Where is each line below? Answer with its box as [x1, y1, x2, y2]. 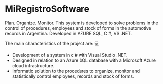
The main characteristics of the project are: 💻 [5, 40, 99, 46]
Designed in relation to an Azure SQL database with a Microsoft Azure [12, 57, 156, 63]
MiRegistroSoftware [5, 3, 90, 15]
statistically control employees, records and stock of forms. [12, 73, 134, 79]
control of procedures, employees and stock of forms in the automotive [5, 25, 152, 31]
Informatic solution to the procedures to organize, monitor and [12, 68, 140, 74]
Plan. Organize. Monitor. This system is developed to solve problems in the [5, 20, 158, 26]
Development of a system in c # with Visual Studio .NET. [12, 52, 128, 58]
